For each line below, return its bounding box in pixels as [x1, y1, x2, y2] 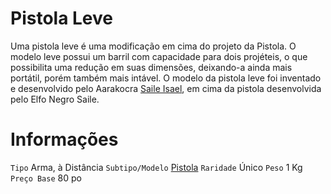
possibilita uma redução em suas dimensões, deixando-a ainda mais [10, 61, 293, 73]
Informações [10, 128, 119, 151]
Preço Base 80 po [10, 172, 82, 184]
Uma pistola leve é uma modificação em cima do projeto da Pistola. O [10, 40, 297, 52]
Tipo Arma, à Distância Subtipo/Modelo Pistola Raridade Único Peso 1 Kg [10, 161, 303, 173]
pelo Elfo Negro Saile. [10, 93, 100, 105]
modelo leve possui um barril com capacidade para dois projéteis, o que [10, 50, 308, 62]
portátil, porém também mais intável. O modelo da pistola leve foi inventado [10, 72, 322, 84]
